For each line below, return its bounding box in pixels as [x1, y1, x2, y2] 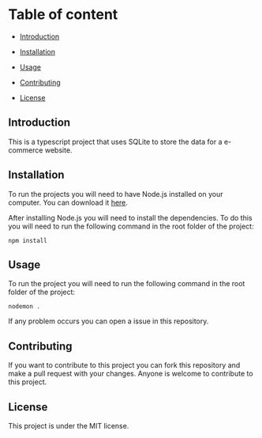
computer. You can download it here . [8, 198, 129, 207]
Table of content [8, 6, 118, 24]
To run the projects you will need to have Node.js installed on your [8, 189, 223, 198]
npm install [8, 236, 47, 244]
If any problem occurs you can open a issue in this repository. [8, 316, 209, 326]
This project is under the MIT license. [8, 421, 129, 430]
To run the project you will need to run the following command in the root [8, 279, 245, 289]
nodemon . [8, 303, 41, 311]
